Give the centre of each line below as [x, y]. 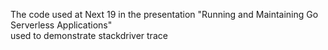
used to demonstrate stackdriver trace [89, 35]
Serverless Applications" [61, 25]
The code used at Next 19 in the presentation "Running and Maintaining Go [164, 14]
